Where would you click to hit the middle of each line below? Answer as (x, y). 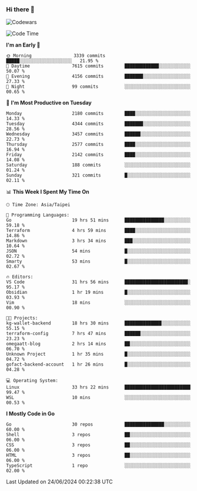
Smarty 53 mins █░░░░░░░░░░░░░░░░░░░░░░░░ (98, 261)
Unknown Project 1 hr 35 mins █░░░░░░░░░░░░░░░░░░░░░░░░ (98, 354)
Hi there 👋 (21, 9)
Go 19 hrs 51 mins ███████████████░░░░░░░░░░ (98, 220)
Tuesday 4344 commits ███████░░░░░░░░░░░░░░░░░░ (98, 124)
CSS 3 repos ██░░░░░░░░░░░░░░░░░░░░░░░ (98, 445)
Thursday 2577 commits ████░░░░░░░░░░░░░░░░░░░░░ (98, 145)
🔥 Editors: (20, 277)
